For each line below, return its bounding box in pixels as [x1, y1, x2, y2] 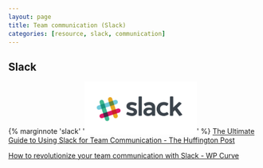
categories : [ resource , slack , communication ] [8, 29, 166, 37]
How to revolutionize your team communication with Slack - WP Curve [8, 150, 239, 160]
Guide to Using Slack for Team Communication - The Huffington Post [8, 135, 235, 145]
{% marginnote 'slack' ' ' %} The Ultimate [8, 127, 255, 136]
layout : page [8, 13, 52, 21]
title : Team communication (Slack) [8, 21, 127, 29]
